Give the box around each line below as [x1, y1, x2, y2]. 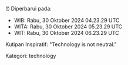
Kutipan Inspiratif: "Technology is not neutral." [5, 41, 117, 48]
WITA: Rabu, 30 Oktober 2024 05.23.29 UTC [14, 23, 123, 30]
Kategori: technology [5, 53, 56, 59]
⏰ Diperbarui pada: [5, 5, 52, 12]
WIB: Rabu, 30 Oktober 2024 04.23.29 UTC [14, 17, 120, 24]
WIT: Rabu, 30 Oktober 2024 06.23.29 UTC [14, 30, 120, 36]
